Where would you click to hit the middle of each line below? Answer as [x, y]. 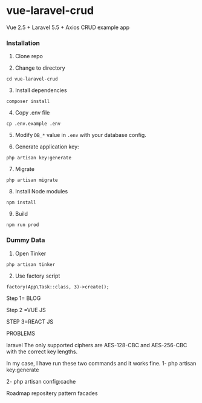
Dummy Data [26, 240]
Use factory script [37, 276]
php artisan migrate [32, 180]
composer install [28, 102]
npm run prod [23, 225]
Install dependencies [41, 90]
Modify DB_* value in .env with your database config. [80, 135]
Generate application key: [47, 147]
